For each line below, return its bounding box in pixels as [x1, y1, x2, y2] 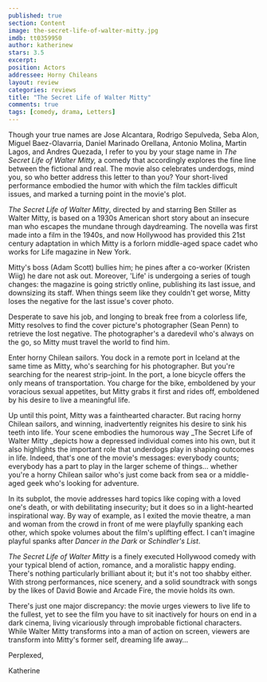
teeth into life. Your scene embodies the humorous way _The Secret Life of [8, 428, 253, 437]
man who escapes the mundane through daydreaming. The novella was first [8, 222, 258, 231]
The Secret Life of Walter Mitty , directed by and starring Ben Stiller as [8, 205, 237, 214]
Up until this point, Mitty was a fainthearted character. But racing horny [8, 411, 241, 420]
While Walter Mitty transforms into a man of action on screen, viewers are [8, 627, 250, 636]
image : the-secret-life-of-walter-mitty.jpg [8, 26, 159, 34]
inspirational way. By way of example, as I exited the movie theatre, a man [8, 511, 251, 520]
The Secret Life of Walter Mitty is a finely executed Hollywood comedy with [8, 552, 257, 561]
